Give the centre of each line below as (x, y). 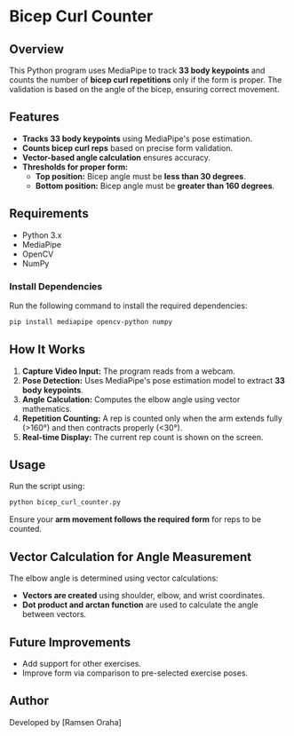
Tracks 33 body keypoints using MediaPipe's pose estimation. (137, 138)
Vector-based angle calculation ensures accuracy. (116, 157)
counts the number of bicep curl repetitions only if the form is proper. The (146, 80)
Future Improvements (70, 642)
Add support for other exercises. (82, 663)
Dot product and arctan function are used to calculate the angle (140, 605)
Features (34, 117)
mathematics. (47, 408)
